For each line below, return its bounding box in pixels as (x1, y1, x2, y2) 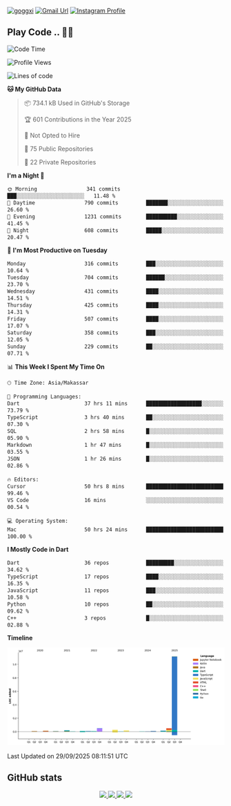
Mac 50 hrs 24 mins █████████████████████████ (7, 526, 224, 533)
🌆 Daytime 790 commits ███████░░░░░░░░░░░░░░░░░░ (7, 199, 224, 207)
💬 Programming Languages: (7, 393, 81, 400)
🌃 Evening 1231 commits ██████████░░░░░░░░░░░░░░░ (7, 213, 224, 220)
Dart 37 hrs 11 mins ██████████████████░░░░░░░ (7, 400, 224, 407)
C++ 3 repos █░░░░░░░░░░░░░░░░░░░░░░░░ (7, 615, 224, 622)
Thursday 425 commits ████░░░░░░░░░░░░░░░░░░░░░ (7, 301, 224, 309)
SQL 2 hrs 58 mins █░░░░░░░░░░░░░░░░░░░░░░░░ (7, 428, 224, 434)
